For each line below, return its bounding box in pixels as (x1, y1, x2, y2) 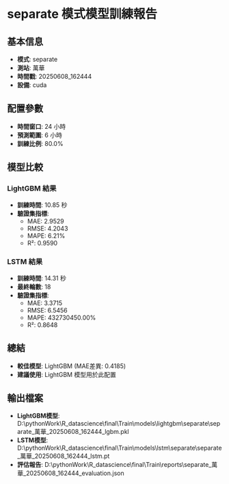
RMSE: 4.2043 (27, 224, 68, 232)
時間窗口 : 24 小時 (16, 122, 66, 130)
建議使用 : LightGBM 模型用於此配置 (16, 370, 116, 378)
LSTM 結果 (7, 257, 43, 267)
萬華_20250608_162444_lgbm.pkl (33, 428, 129, 436)
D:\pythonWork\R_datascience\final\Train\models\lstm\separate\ (16, 444, 198, 452)
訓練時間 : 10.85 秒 (16, 200, 68, 209)
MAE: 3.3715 (27, 299, 63, 307)
